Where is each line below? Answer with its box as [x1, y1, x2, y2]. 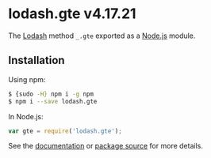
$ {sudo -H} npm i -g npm [8, 90, 94, 98]
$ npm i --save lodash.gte [8, 97, 98, 105]
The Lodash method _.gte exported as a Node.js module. [8, 31, 196, 40]
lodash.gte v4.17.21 [8, 5, 136, 23]
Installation [8, 54, 65, 67]
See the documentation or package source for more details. [8, 141, 204, 151]
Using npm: [8, 74, 46, 84]
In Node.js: [8, 111, 44, 121]
